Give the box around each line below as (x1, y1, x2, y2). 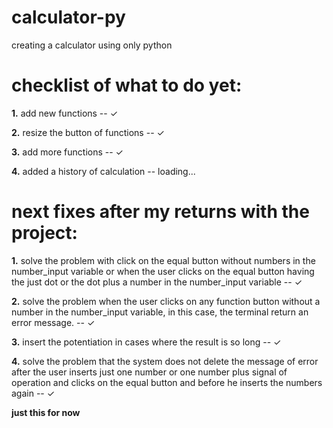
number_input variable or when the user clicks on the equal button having (11, 265, 315, 277)
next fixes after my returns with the (11, 201, 310, 223)
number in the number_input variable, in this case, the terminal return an (11, 306, 309, 318)
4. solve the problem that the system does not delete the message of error (11, 355, 319, 367)
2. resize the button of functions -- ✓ (11, 126, 165, 138)
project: (11, 222, 78, 245)
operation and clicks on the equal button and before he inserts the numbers (11, 376, 323, 388)
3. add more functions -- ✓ (11, 146, 124, 158)
